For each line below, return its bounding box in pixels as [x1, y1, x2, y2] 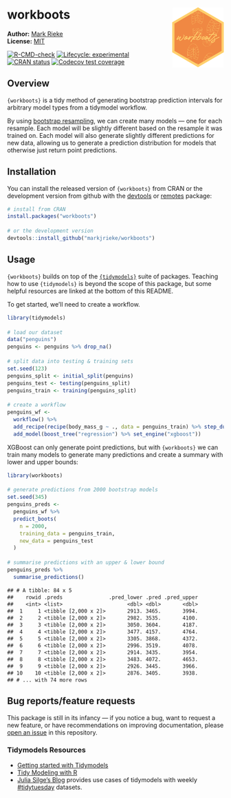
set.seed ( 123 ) [7, 365, 48, 372]
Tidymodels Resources [7, 745, 86, 755]
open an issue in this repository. [7, 728, 98, 737]
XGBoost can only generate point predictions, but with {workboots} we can [7, 443, 219, 451]
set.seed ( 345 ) [7, 493, 48, 501]
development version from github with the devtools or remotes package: [7, 192, 212, 200]
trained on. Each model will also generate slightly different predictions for [7, 131, 214, 139]
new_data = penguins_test [19, 538, 94, 544]
